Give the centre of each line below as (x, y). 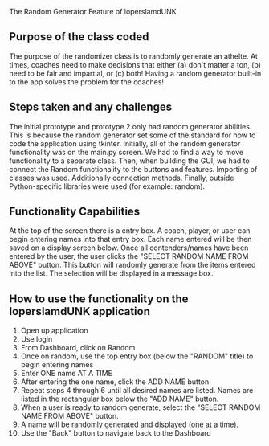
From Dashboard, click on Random (78, 348)
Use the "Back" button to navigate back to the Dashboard (116, 433)
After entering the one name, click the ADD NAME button (115, 382)
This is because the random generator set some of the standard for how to (132, 135)
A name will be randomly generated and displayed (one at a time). (130, 424)
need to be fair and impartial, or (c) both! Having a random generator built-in (135, 73)
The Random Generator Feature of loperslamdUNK (93, 12)
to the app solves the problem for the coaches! (86, 82)
